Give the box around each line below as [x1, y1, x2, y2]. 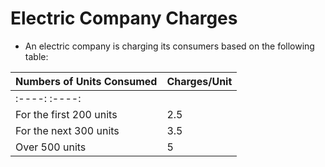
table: [24, 50, 49, 62]
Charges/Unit [166, 74, 233, 88]
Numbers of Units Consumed [15, 74, 158, 88]
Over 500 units [15, 140, 87, 154]
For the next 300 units [15, 123, 120, 137]
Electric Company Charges [10, 7, 238, 30]
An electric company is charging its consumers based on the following [24, 40, 315, 52]
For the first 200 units [15, 107, 118, 121]
